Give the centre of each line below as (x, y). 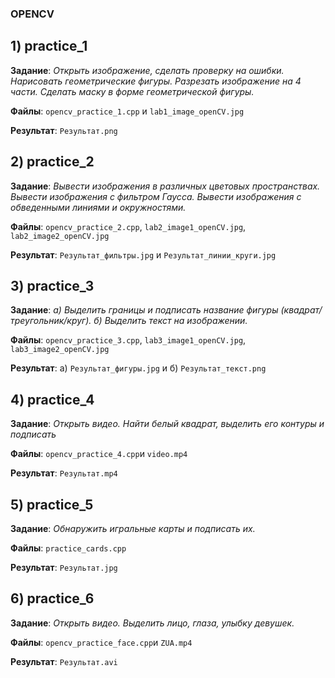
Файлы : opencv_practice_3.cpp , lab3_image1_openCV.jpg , (128, 340)
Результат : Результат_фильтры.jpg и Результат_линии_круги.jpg (143, 254)
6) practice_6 (52, 598)
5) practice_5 (52, 504)
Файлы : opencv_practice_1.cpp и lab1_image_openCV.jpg (127, 111)
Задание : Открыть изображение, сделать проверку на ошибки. (147, 70)
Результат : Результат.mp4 (64, 473)
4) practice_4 (52, 399)
